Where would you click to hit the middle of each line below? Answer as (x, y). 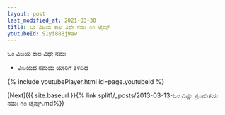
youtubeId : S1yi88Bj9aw (42, 34)
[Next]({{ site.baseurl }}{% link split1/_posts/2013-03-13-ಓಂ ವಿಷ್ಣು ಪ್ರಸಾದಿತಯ (112, 95)
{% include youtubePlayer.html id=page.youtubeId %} (86, 82)
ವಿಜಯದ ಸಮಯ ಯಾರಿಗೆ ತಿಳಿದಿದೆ (53, 68)
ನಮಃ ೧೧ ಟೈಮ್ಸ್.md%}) (36, 104)
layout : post (27, 14)
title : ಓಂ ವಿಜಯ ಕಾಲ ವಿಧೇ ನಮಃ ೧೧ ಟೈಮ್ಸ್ (59, 27)
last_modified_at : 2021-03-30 (52, 20)
